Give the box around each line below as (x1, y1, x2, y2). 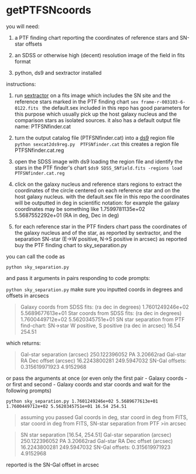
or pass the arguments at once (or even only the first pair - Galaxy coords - (6, 375, 187, 382)
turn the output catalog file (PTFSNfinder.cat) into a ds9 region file (14, 134, 175, 141)
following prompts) (6, 387, 51, 394)
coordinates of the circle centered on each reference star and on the (14, 186, 180, 193)
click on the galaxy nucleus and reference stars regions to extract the (14, 181, 183, 188)
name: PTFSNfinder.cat (14, 123, 71, 130)
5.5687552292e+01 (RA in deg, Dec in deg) (14, 212, 119, 219)
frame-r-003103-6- (140, 99, 186, 105)
